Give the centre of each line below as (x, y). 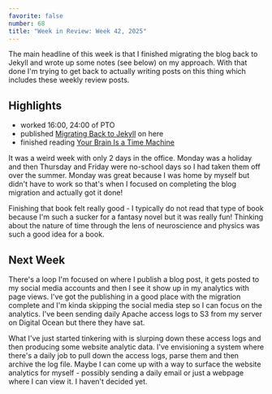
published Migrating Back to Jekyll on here (92, 134)
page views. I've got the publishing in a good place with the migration (125, 297)
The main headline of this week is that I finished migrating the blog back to (133, 54)
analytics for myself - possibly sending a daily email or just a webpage (126, 373)
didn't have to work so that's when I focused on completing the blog (123, 184)
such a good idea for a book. (56, 234)
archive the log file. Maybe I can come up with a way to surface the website (135, 364)
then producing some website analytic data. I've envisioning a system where (136, 347)
